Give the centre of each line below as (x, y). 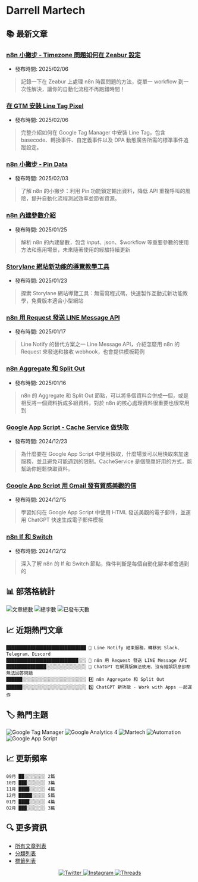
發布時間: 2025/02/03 (41, 179)
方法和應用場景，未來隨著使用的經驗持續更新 (76, 249)
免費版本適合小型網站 (57, 301)
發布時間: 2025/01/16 (40, 383)
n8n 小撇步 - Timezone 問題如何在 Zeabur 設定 (73, 55)
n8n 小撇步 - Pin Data (37, 164)
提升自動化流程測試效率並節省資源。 (76, 198)
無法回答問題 (20, 673)
